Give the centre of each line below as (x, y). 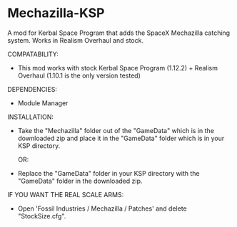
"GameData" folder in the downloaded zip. (80, 181)
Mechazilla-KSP (56, 13)
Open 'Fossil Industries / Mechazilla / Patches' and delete (102, 208)
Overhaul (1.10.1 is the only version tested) (79, 75)
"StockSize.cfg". (42, 216)
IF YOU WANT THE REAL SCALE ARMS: (66, 194)
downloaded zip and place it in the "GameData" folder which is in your (121, 138)
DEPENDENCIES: (32, 89)
